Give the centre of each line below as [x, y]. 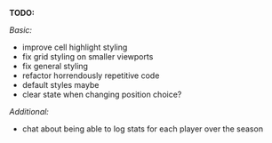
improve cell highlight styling [75, 47]
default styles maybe [60, 85]
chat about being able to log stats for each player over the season [143, 129]
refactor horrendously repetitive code [91, 75]
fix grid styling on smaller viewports [88, 56]
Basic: [21, 30]
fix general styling [55, 66]
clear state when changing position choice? [102, 94]
